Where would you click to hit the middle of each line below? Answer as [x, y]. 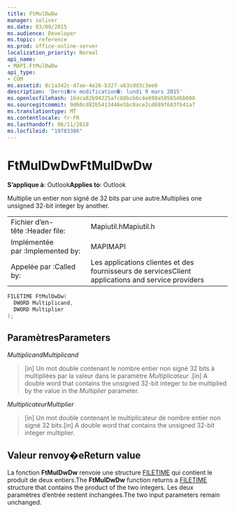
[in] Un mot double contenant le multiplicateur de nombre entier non [122, 418]
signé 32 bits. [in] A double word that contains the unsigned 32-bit [119, 425]
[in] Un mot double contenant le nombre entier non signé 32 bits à [120, 368]
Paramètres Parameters [59, 338]
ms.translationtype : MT [42, 111]
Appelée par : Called [43, 267]
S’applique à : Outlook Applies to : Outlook [66, 185]
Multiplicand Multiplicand [43, 355]
